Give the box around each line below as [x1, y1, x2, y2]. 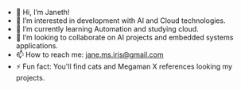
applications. [15, 41, 58, 51]
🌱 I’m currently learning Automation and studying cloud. [15, 24, 199, 33]
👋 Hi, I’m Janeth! [15, 8, 70, 17]
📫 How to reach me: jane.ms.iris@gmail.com [15, 50, 165, 59]
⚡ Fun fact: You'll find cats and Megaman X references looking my [15, 62, 233, 71]
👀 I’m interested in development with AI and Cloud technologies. [15, 16, 226, 25]
